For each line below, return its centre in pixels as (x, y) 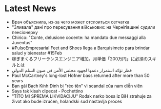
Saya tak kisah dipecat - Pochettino (47, 91)
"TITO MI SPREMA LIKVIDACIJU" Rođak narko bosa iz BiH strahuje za (81, 96)
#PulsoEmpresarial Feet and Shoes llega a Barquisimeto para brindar (80, 48)
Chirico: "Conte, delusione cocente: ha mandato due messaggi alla (79, 37)
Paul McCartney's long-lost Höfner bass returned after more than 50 (80, 75)
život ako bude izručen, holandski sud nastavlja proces (67, 101)
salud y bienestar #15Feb (37, 53)
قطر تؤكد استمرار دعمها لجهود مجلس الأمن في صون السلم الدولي (72, 70)
